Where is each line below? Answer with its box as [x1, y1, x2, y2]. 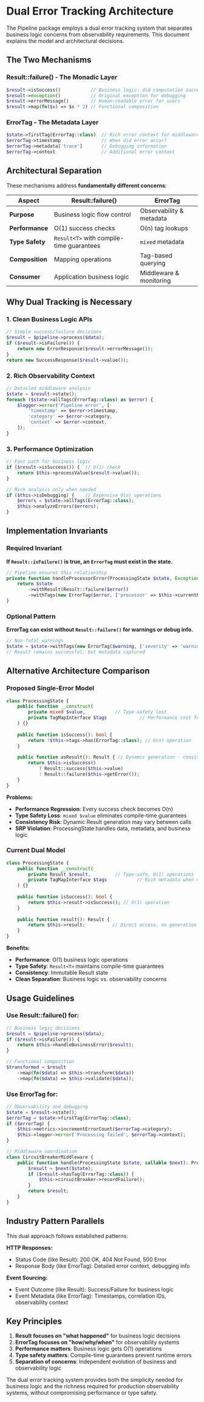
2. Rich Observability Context [6, 372, 95, 380]
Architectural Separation [6, 166, 102, 176]
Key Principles [6, 1316, 63, 1327]
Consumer [9, 272, 41, 281]
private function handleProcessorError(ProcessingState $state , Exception [6, 575, 200, 581]
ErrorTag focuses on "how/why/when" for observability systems [15, 1339, 180, 1346]
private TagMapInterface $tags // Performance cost [28, 715, 191, 721]
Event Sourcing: [6, 1274, 48, 1281]
